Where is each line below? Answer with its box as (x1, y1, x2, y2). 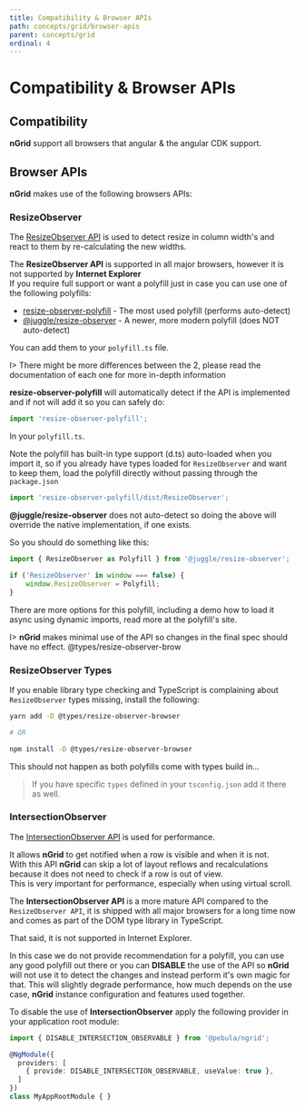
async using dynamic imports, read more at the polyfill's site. (9, 614, 238, 625)
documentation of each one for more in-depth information (9, 370, 227, 381)
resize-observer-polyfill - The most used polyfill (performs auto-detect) (22, 305, 291, 316)
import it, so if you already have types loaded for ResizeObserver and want (9, 458, 288, 469)
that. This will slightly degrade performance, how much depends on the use (9, 978, 292, 990)
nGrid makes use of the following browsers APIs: (9, 188, 192, 200)
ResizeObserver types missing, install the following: (9, 694, 200, 705)
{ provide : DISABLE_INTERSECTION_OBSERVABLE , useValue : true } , (25, 1066, 274, 1076)
